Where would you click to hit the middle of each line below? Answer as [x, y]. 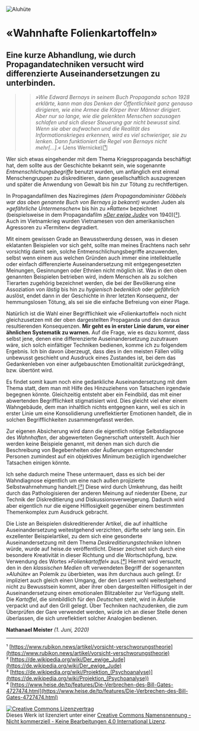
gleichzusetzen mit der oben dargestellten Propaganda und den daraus [93, 320]
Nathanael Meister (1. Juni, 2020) [48, 630]
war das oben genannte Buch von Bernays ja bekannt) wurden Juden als [96, 202]
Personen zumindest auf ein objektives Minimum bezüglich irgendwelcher [96, 456]
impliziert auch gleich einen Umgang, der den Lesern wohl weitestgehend [96, 580]
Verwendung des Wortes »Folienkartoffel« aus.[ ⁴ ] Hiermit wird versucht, [94, 561]
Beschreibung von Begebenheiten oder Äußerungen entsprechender [90, 450]
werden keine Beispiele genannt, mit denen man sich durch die [83, 444]
